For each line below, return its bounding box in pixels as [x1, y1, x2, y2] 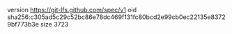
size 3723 [40, 20, 69, 28]
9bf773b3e [7, 20, 40, 28]
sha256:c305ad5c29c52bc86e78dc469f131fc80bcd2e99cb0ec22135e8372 [7, 13, 226, 21]
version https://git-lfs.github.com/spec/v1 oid [7, 6, 137, 14]
